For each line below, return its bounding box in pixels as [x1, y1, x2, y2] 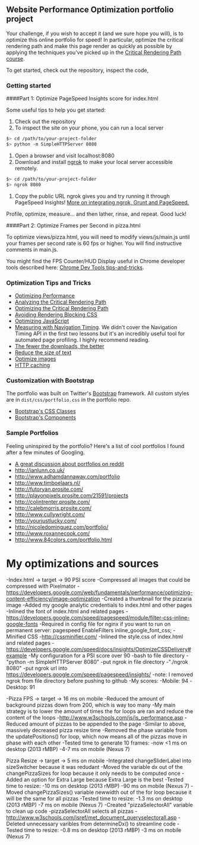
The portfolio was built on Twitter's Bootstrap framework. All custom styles [6, 390, 189, 397]
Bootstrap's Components [14, 414, 76, 421]
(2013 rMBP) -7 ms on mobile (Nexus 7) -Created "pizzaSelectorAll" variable [6, 802, 193, 809]
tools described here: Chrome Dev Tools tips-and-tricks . [6, 264, 144, 271]
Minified [6, 633, 27, 641]
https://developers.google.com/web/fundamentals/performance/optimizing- [6, 589, 193, 596]
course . [6, 55, 25, 62]
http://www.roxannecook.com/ [14, 529, 90, 537]
